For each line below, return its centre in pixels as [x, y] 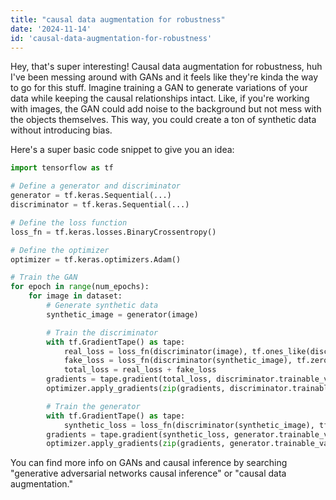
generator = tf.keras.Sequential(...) [91, 196]
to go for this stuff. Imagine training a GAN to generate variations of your [159, 88]
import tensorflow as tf [62, 168]
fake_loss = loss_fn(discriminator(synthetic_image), [178, 361]
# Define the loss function [69, 222]
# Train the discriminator [102, 332]
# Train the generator [93, 406]
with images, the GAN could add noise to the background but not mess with [166, 109]
